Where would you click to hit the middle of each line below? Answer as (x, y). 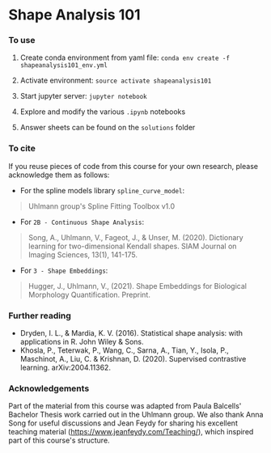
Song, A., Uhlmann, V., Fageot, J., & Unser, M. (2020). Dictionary (136, 237)
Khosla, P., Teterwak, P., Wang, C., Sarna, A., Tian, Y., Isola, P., (124, 350)
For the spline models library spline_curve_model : (102, 190)
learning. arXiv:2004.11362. (66, 368)
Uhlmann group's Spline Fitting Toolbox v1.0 (102, 206)
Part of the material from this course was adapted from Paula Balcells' (125, 406)
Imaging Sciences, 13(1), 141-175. (83, 254)
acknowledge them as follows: (59, 175)
